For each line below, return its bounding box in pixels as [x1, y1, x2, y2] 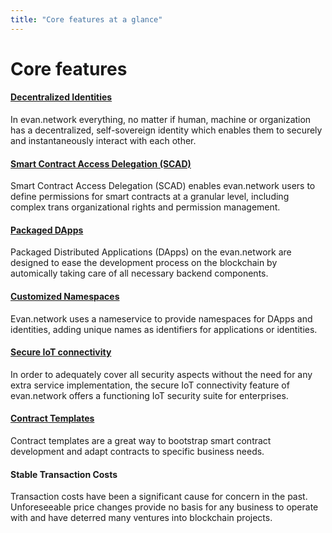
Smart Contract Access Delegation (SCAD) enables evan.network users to [10, 180, 316, 192]
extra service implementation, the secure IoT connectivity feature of [10, 379, 290, 391]
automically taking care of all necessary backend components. [10, 267, 269, 280]
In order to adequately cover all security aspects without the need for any [10, 368, 313, 380]
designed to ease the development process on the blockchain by [10, 257, 278, 269]
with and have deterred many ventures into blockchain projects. [10, 512, 273, 524]
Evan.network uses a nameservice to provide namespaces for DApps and [10, 312, 313, 325]
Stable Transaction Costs [10, 468, 118, 480]
